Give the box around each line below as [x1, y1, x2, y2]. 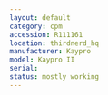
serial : [9, 64, 39, 73]
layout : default [9, 13, 71, 23]
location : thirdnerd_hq [9, 38, 100, 48]
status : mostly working [9, 72, 100, 81]
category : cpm [9, 22, 64, 31]
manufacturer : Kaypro [9, 47, 92, 56]
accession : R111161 [9, 30, 83, 39]
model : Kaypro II [9, 55, 75, 64]
